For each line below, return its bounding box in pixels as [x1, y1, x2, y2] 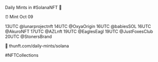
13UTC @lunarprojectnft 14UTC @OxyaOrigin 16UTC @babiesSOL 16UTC [5, 24, 151, 29]
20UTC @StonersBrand [5, 34, 52, 39]
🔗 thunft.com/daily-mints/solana [5, 43, 69, 49]
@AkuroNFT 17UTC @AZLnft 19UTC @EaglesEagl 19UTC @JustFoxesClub [5, 29, 154, 34]
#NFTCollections [5, 52, 39, 58]
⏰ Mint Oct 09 [5, 14, 33, 19]
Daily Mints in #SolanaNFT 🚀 [5, 5, 62, 10]
